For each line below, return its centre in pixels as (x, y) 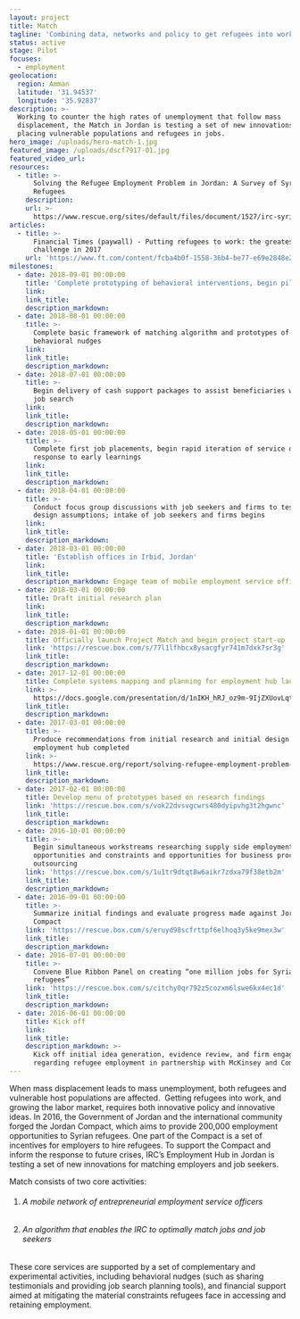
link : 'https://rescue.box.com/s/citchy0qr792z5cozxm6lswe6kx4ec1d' (155, 988)
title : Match (33, 26)
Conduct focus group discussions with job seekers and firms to (155, 507)
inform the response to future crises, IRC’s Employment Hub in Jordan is (142, 1154)
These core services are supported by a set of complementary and (133, 1266)
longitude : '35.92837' (59, 100)
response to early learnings (87, 457)
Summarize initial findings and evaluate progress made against (155, 914)
